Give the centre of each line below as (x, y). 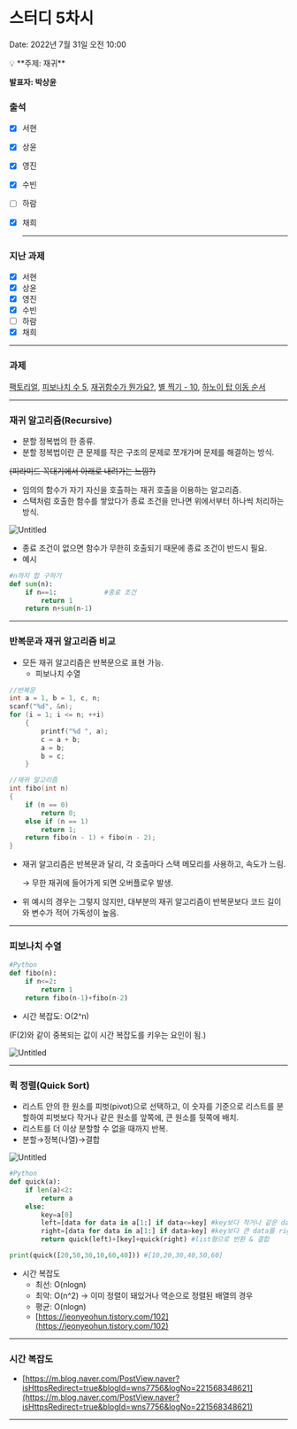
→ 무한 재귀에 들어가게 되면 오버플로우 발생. (98, 883)
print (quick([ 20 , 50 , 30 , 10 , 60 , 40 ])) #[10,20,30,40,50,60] (116, 1255)
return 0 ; (59, 813)
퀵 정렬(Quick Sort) (49, 1085)
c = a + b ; (61, 739)
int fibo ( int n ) (39, 789)
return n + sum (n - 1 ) (59, 609)
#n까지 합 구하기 (35, 575)
